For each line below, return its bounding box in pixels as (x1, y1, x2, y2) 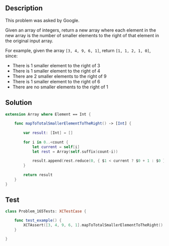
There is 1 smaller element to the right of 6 (12, 78, 101, 84)
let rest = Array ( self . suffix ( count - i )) (32, 149, 118, 154)
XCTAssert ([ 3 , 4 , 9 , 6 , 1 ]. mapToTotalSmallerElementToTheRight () (23, 223, 163, 228)
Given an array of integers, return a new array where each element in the (5, 27, 156, 33)
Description (5, 4, 43, 13)
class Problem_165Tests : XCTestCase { (5, 209, 87, 214)
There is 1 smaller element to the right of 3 (12, 62, 101, 68)
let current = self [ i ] (32, 144, 80, 150)
